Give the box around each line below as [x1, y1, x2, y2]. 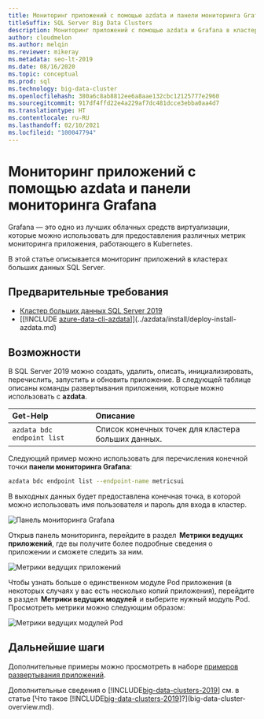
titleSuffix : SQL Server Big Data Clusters [8, 19, 153, 27]
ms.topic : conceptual [8, 70, 79, 78]
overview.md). [8, 702, 54, 711]
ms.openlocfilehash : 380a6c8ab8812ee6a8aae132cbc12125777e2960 [8, 92, 220, 100]
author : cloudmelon [8, 33, 72, 42]
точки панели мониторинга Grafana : [8, 462, 132, 472]
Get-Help [12, 410, 49, 421]
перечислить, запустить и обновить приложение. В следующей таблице [8, 375, 251, 384]
